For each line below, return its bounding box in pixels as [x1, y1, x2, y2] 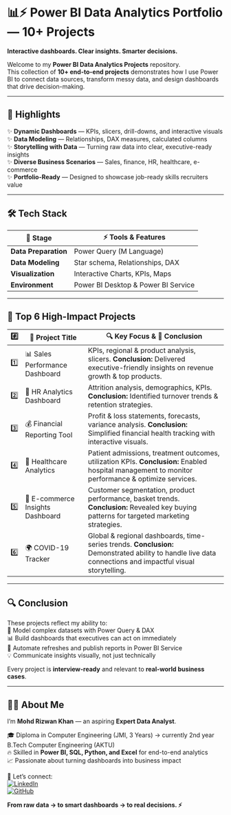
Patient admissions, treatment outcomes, [88, 448, 220, 458]
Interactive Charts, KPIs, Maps [74, 269, 172, 279]
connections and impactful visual [88, 557, 195, 567]
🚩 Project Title [30, 332, 77, 342]
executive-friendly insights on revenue [88, 363, 214, 372]
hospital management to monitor [88, 465, 193, 475]
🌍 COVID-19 [25, 543, 69, 552]
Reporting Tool [25, 430, 73, 439]
